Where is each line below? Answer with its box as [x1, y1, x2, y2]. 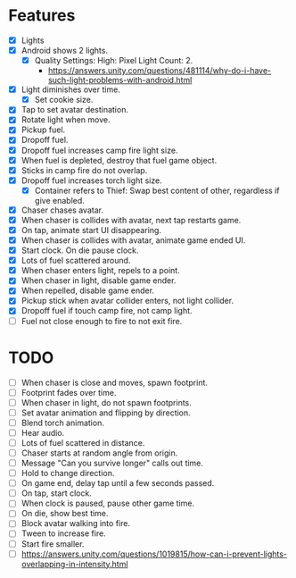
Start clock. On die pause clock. [21, 245, 139, 255]
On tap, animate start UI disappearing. [21, 224, 162, 235]
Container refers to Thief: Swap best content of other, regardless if [34, 185, 280, 196]
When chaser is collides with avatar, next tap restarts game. [21, 214, 242, 225]
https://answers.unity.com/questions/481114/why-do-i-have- [47, 65, 272, 76]
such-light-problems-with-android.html [47, 75, 193, 86]
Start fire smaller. [21, 538, 85, 549]
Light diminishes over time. [21, 84, 121, 95]
